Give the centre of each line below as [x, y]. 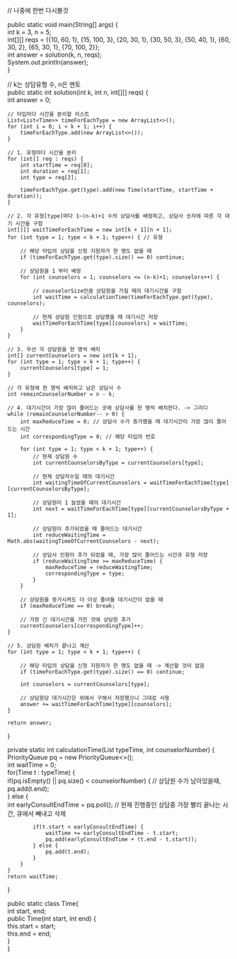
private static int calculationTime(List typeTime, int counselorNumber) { [111, 750]
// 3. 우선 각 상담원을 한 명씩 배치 [54, 349]
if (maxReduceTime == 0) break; [68, 606]
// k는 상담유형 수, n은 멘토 [44, 84]
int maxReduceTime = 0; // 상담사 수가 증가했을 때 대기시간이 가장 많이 [117, 422]
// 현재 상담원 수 [55, 456]
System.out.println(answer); [48, 62]
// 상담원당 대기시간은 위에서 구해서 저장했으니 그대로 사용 [95, 698]
